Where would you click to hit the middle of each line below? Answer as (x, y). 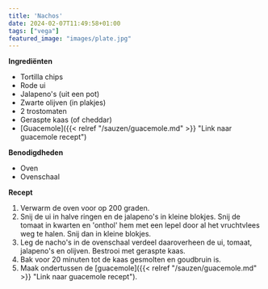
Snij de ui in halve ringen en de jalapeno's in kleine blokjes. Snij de (130, 217)
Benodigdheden (36, 153)
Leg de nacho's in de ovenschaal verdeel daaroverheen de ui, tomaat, (136, 242)
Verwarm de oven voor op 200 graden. (85, 208)
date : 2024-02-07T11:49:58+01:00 (65, 23)
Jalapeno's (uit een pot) (60, 94)
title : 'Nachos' (36, 16)
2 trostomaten (43, 111)
